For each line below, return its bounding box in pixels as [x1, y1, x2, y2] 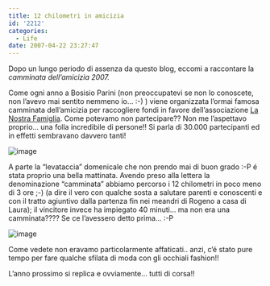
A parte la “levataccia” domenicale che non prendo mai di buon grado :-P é [8, 162, 258, 172]
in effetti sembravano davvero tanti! [8, 131, 127, 141]
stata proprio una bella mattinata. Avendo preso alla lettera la [8, 171, 210, 180]
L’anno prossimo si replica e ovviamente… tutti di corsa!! [8, 269, 195, 279]
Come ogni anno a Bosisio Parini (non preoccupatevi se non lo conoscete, [8, 88, 254, 97]
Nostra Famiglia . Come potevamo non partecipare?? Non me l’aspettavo [8, 114, 247, 123]
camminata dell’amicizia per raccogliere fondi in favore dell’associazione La [8, 106, 259, 115]
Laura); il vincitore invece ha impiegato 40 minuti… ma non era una [8, 205, 231, 214]
